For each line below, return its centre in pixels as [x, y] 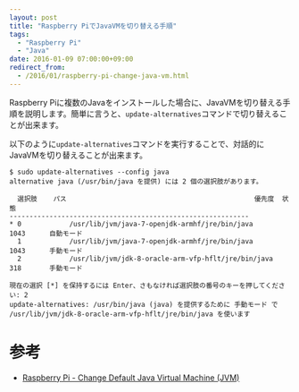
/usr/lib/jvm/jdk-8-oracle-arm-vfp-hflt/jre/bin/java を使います [130, 314]
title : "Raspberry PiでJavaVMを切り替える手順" [93, 26]
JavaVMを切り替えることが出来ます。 [79, 155]
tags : [19, 34]
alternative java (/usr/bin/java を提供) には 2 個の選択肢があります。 [136, 181]
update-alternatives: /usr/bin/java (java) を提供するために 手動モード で [144, 304]
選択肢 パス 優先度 [146, 199]
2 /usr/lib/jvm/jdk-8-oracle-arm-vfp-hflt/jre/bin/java [145, 259]
